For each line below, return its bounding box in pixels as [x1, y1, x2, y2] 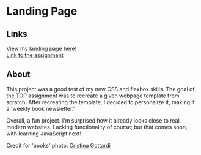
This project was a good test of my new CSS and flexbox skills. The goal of [6, 85, 195, 93]
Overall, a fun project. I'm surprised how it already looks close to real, [6, 116, 181, 124]
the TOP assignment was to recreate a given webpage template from [6, 92, 180, 99]
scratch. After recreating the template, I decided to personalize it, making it [6, 98, 195, 105]
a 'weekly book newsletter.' [6, 105, 75, 112]
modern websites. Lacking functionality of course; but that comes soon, [6, 123, 188, 130]
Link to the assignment [6, 51, 64, 59]
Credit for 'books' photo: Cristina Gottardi [6, 142, 111, 149]
